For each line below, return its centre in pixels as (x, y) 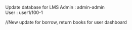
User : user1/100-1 (24, 12)
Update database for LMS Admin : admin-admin (55, 7)
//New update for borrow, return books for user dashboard (66, 22)
